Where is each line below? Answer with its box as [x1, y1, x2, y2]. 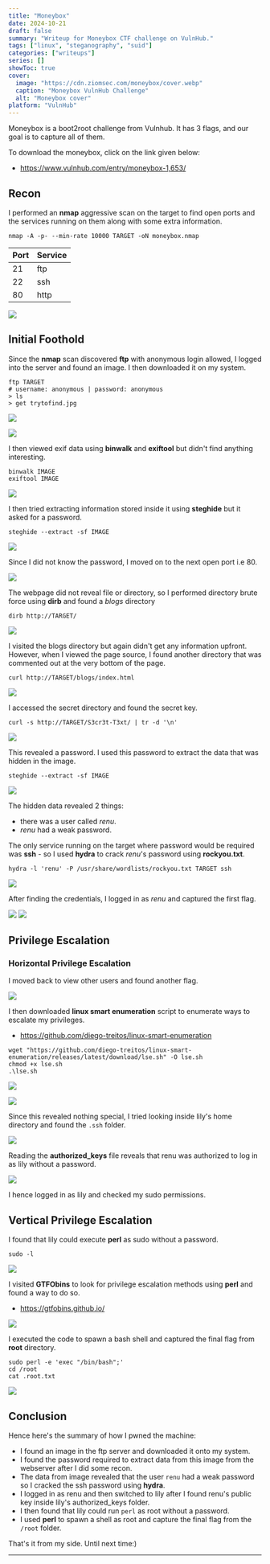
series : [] [8, 57, 45, 65]
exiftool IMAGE [8, 474, 59, 482]
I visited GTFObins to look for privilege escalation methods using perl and [8, 1279, 253, 1289]
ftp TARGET [8, 378, 45, 386]
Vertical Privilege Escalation [8, 1213, 153, 1227]
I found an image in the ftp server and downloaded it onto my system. [19, 1447, 251, 1456]
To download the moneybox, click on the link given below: [8, 148, 201, 158]
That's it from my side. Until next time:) [8, 1539, 137, 1549]
